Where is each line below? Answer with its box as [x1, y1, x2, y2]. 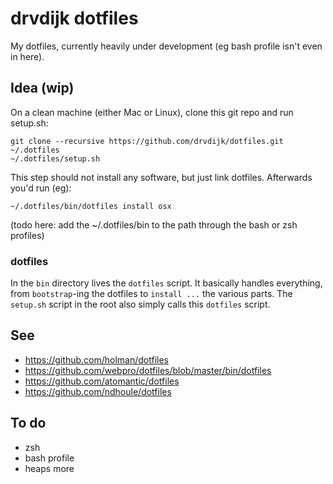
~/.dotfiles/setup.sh [10, 153, 101, 164]
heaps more [24, 462, 75, 474]
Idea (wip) [10, 80, 75, 97]
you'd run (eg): [10, 182, 72, 194]
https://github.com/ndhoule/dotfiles [24, 385, 172, 397]
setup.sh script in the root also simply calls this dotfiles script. [10, 298, 271, 311]
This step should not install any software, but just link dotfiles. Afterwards [10, 171, 313, 183]
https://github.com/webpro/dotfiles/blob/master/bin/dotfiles [24, 364, 272, 376]
